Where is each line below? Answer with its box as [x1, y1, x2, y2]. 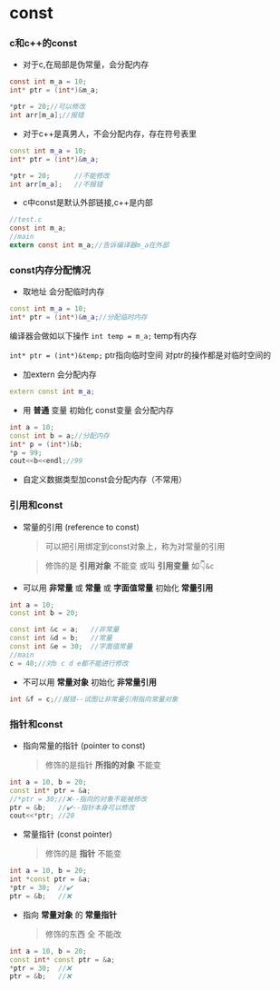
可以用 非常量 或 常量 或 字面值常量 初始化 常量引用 [22, 582, 214, 593]
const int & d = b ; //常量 [9, 634, 113, 643]
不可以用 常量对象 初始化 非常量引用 [22, 676, 157, 688]
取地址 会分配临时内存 [22, 286, 105, 297]
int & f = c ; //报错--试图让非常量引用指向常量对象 [9, 694, 179, 704]
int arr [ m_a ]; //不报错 [9, 180, 103, 189]
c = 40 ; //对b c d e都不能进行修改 [9, 658, 129, 668]
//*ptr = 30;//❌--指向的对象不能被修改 [9, 794, 148, 804]
